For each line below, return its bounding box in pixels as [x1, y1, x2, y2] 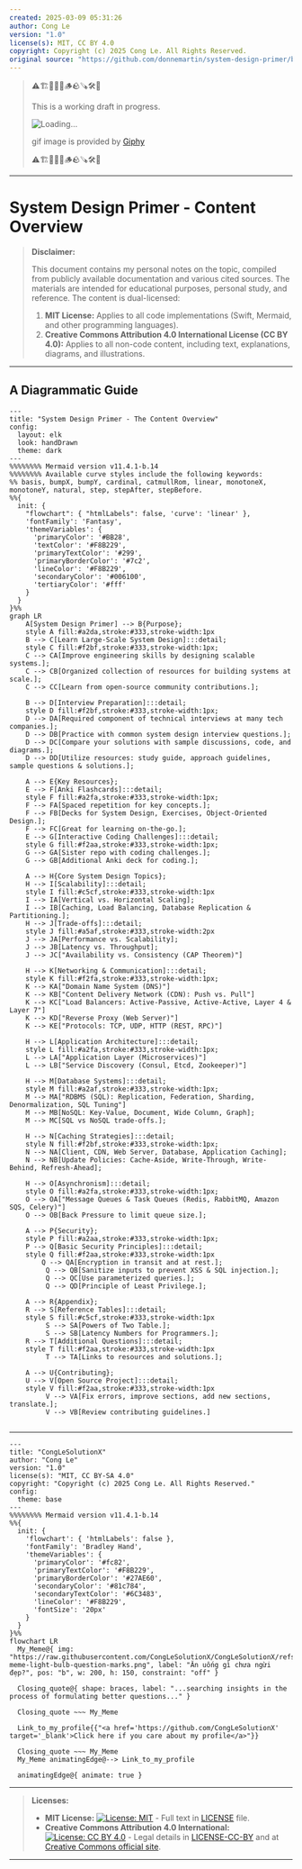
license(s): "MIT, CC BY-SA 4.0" [9, 1471, 135, 1480]
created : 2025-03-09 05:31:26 [9, 13, 123, 23]
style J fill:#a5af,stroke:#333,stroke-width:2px [25, 927, 216, 936]
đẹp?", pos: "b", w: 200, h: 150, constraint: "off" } [9, 1668, 219, 1677]
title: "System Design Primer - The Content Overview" [9, 414, 219, 423]
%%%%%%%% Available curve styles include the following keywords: [9, 469, 263, 478]
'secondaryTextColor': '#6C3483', [32, 1589, 164, 1599]
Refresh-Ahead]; [41, 1163, 102, 1172]
